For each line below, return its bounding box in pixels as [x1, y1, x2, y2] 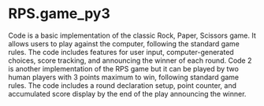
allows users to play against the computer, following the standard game [8, 38, 240, 48]
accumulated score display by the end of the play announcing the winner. [8, 89, 247, 98]
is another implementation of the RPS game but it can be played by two [8, 64, 239, 73]
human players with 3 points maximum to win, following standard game [8, 72, 240, 82]
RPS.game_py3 [8, 5, 110, 23]
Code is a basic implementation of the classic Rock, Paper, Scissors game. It [8, 31, 256, 40]
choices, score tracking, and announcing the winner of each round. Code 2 [8, 56, 252, 65]
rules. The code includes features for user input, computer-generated [8, 47, 234, 57]
